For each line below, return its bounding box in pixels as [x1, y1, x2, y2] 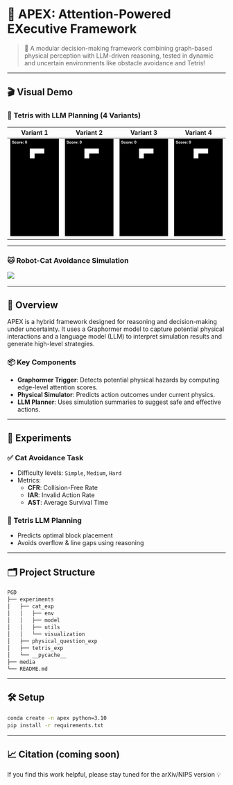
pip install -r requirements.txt [7, 722, 104, 729]
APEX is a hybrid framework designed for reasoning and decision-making [7, 317, 217, 325]
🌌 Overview [7, 299, 58, 311]
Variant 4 [184, 129, 213, 137]
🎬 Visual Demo [7, 86, 74, 98]
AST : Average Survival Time [27, 498, 109, 506]
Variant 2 [75, 129, 103, 137]
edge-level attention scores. [17, 383, 98, 391]
